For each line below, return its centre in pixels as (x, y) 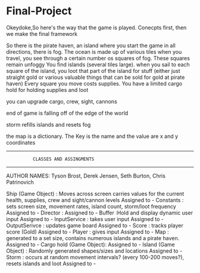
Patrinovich (20, 182)
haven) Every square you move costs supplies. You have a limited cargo (94, 83)
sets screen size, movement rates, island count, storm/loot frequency (91, 206)
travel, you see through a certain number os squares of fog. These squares (98, 58)
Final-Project (39, 11)
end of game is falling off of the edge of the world (67, 113)
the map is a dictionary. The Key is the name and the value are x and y (92, 136)
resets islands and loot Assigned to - (51, 263)
